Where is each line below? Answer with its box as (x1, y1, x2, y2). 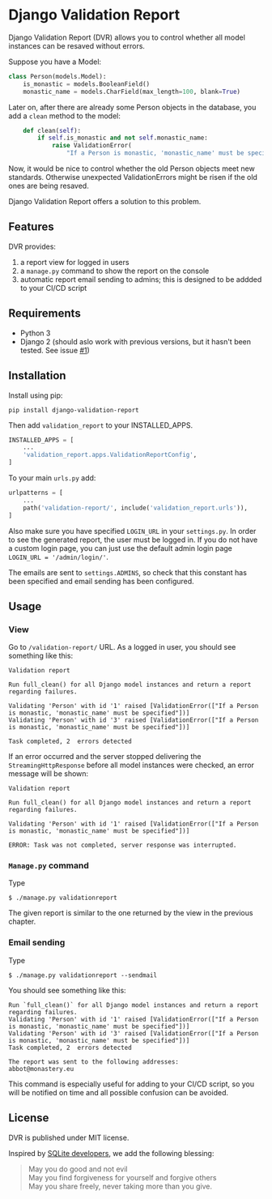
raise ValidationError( (51, 142, 132, 150)
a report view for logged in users (19, 257, 130, 267)
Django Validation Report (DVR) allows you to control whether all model (8, 32, 245, 42)
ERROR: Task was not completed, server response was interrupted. (8, 841, 237, 850)
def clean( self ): (23, 126, 82, 134)
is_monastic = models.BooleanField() (23, 79, 151, 88)
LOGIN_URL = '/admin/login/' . (8, 552, 109, 561)
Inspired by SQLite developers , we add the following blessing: (8, 1148, 215, 1158)
